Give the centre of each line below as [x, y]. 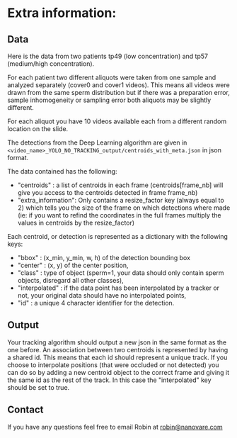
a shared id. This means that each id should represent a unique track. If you [117, 357]
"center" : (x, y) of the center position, [73, 265]
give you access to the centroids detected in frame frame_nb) [108, 192]
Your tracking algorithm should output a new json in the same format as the [117, 342]
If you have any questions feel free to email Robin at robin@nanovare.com [115, 427]
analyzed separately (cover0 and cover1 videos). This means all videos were [118, 85]
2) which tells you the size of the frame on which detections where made [124, 208]
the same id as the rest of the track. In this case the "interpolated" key [109, 380]
